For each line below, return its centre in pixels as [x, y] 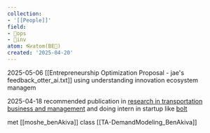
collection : [24, 14]
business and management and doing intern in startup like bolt [97, 108]
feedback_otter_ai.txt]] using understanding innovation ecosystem [103, 80]
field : [17, 27]
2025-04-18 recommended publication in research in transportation [105, 101]
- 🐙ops [17, 33]
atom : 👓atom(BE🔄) [34, 46]
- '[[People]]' [29, 20]
